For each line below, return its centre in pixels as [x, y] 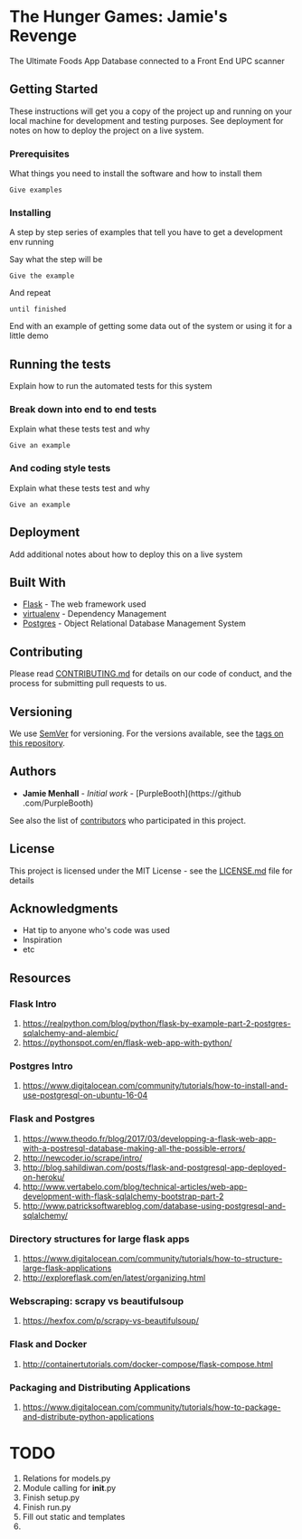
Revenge [43, 36]
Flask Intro [33, 1004]
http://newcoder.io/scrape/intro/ [82, 1157]
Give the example [42, 276]
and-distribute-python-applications [88, 1416]
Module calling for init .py [69, 1487]
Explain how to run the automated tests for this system [111, 386]
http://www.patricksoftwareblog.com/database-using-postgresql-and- [154, 1205]
